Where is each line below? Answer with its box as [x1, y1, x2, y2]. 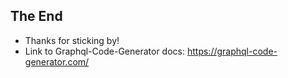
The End [10, 8, 63, 25]
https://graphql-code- [186, 45, 278, 57]
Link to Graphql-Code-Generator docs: [24, 45, 186, 57]
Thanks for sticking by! [24, 34, 120, 46]
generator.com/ [24, 55, 90, 68]
